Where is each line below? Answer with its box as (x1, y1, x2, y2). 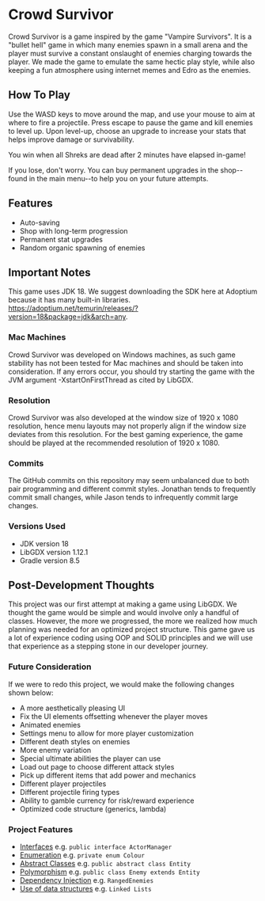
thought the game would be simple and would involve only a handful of (8, 608, 240, 618)
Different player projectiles (19, 778, 107, 789)
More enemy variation (19, 745, 92, 755)
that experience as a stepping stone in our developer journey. (8, 641, 209, 651)
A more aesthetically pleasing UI (19, 703, 126, 713)
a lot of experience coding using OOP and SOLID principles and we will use (8, 633, 253, 643)
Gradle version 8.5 (19, 556, 81, 565)
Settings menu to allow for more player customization (19, 728, 194, 738)
